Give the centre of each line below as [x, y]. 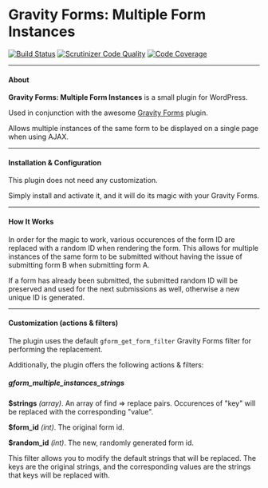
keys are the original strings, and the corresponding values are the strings [130, 466]
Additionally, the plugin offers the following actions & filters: [106, 364]
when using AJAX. [39, 137]
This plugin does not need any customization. [83, 181]
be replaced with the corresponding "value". [81, 411]
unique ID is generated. [47, 297]
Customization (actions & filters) [63, 323]
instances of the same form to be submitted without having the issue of [126, 256]
